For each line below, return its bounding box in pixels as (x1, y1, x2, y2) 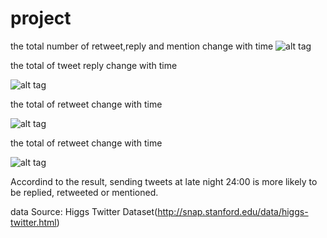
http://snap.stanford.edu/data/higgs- (157, 205, 309, 217)
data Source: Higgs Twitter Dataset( (10, 205, 158, 217)
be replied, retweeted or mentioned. (10, 186, 159, 198)
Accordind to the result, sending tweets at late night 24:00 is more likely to (10, 175, 318, 187)
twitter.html (10, 216, 57, 228)
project (10, 7, 72, 30)
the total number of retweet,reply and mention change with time (10, 40, 274, 52)
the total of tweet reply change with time (10, 59, 178, 71)
